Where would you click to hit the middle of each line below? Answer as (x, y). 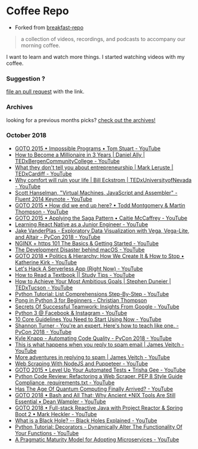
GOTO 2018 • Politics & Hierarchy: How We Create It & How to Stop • (100, 256)
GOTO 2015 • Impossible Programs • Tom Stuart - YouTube (88, 148)
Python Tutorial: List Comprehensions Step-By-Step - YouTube (92, 294)
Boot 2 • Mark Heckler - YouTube (56, 414)
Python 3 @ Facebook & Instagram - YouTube (71, 313)
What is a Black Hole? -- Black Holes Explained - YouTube (86, 420)
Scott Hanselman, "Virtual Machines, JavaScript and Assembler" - (96, 192)
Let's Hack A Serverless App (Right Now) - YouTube (79, 269)
